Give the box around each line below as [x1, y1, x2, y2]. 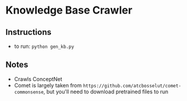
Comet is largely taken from [14, 82, 82, 89]
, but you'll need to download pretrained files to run [43, 88, 169, 95]
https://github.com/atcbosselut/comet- [83, 83, 182, 89]
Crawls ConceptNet [14, 75, 63, 83]
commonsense [14, 89, 44, 95]
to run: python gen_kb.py [14, 43, 75, 50]
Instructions [5, 27, 51, 37]
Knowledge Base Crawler [5, 4, 133, 17]
